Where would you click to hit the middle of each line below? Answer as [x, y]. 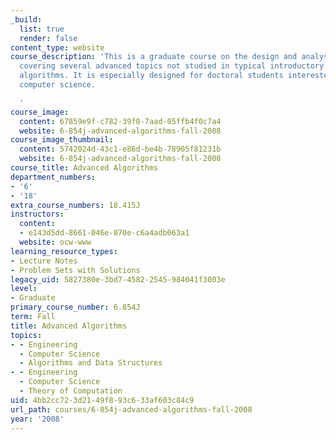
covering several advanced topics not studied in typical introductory [172, 66]
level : [24, 289]
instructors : [37, 214]
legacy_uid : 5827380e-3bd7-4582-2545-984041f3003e [118, 279]
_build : [26, 19]
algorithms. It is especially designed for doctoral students [151, 76]
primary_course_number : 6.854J [75, 307]
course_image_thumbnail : [62, 140]
